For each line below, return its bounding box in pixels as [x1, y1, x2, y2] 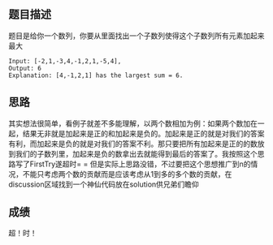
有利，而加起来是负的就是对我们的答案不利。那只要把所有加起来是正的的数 [8, 139, 258, 148]
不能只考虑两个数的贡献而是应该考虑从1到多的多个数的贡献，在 [22, 169, 232, 178]
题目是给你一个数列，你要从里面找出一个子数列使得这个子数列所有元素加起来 [8, 31, 265, 41]
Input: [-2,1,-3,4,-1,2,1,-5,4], [8, 57, 122, 65]
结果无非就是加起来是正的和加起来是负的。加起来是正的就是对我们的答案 [22, 128, 265, 138]
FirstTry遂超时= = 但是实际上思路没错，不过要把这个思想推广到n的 [29, 159, 251, 169]
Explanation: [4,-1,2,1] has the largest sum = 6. [8, 71, 184, 80]
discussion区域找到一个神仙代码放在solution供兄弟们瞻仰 [8, 179, 199, 189]
